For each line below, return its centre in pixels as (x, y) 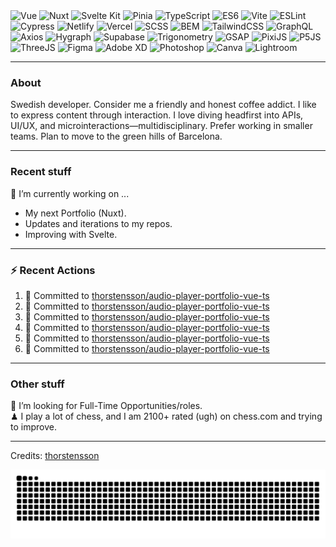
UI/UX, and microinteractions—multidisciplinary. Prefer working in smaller (161, 126)
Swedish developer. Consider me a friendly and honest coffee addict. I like (163, 105)
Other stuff (37, 384)
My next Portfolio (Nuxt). (75, 213)
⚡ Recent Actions (53, 270)
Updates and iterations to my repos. (98, 223)
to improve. (33, 427)
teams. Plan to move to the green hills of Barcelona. (116, 136)
